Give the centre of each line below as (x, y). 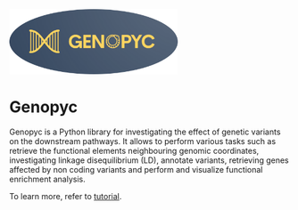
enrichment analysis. (48, 179)
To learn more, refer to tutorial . (66, 196)
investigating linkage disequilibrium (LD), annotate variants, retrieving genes (149, 160)
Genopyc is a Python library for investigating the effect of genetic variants (145, 132)
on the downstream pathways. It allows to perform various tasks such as (143, 141)
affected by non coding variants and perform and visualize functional (136, 169)
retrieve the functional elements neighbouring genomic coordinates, (134, 150)
